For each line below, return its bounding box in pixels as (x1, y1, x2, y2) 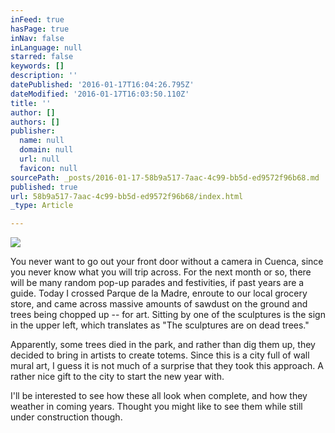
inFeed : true (10, 14, 65, 25)
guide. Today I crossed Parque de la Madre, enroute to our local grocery (10, 287, 308, 300)
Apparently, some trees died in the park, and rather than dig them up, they (10, 339, 316, 351)
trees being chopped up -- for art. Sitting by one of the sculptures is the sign (10, 309, 326, 321)
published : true (10, 182, 78, 192)
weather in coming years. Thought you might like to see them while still (10, 401, 303, 413)
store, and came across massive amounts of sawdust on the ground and (10, 298, 308, 310)
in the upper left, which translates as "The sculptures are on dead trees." (10, 319, 310, 331)
